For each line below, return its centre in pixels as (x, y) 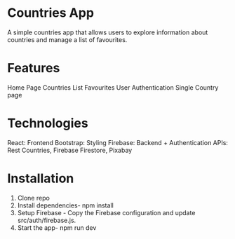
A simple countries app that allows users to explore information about (108, 32)
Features (34, 68)
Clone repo (34, 198)
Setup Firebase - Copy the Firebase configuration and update (106, 212)
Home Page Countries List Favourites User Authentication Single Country (113, 87)
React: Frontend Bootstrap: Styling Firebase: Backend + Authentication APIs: (117, 142)
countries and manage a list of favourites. (67, 39)
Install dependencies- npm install (65, 205)
